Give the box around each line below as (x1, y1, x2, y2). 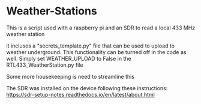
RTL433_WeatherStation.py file (6, 61, 83, 69)
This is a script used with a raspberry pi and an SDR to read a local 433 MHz (6, 24, 196, 31)
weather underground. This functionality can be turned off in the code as (6, 48, 187, 55)
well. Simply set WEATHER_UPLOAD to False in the (6, 55, 131, 62)
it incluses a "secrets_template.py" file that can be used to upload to (6, 42, 175, 49)
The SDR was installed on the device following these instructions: (6, 84, 168, 91)
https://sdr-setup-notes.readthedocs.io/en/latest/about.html (6, 91, 155, 98)
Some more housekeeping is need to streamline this (6, 73, 135, 80)
